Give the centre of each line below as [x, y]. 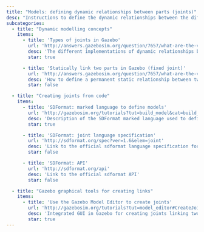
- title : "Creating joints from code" [61, 96]
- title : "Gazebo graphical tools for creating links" [83, 191]
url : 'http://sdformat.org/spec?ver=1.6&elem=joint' [96, 141]
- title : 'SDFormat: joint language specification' [89, 135]
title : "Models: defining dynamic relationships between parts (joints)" [102, 12]
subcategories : [25, 23]
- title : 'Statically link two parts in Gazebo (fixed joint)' [104, 68]
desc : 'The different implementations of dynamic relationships [111, 52]
